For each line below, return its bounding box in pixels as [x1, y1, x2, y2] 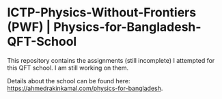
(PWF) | [7, 19, 51, 35]
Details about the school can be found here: [7, 76, 131, 85]
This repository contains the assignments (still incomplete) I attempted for [7, 56, 215, 64]
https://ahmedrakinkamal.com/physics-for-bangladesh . [7, 84, 163, 92]
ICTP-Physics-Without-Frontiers [7, 5, 197, 20]
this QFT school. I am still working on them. [7, 63, 129, 72]
